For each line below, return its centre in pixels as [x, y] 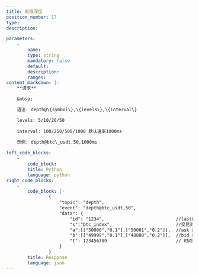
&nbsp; [25, 99]
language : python [49, 175]
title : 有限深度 [24, 12]
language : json [46, 263]
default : [38, 66]
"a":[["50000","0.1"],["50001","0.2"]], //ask [129, 230]
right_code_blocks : [30, 180]
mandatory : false [49, 61]
